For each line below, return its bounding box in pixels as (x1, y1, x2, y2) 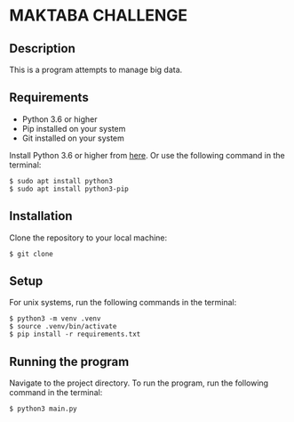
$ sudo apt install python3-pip (9, 184, 129, 193)
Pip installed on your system (21, 123, 126, 134)
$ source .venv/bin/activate (9, 322, 117, 331)
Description (9, 41, 75, 56)
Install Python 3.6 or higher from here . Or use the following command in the (9, 150, 286, 160)
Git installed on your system (21, 133, 124, 143)
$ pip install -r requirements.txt (9, 330, 141, 339)
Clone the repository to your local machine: (9, 232, 168, 243)
